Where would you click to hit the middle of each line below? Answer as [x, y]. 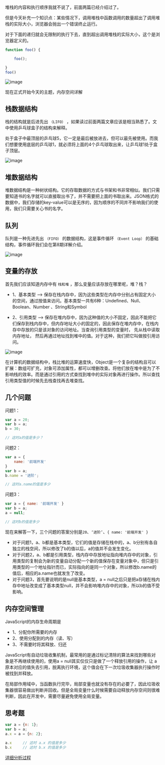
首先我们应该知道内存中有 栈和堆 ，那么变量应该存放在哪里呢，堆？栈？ [76, 284]
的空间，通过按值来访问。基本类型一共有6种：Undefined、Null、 [78, 300]
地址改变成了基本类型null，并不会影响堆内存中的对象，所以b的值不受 [90, 585]
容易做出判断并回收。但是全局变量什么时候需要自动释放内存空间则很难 [89, 690]
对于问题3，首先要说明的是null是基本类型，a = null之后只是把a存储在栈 [84, 579]
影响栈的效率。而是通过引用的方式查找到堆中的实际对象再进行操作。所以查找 [82, 374]
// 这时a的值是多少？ [24, 438]
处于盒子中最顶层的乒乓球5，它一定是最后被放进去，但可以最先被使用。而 [80, 138]
